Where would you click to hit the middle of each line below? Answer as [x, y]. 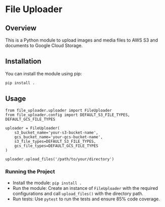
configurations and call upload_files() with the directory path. [78, 193]
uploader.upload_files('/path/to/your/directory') [60, 159]
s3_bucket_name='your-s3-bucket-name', [56, 133]
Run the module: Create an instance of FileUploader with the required [85, 188]
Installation [23, 61]
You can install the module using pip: [44, 73]
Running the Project [30, 172]
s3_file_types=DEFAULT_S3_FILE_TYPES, [55, 141]
